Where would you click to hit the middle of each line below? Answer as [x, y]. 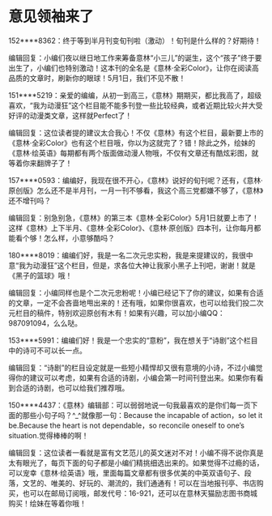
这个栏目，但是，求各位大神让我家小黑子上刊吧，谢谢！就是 [157, 265]
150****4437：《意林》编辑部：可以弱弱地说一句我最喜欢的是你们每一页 [130, 405]
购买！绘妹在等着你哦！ [47, 503]
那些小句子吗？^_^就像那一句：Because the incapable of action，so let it [142, 415]
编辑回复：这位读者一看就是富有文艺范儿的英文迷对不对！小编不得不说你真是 [136, 452]
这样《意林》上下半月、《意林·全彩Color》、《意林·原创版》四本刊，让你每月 [131, 228]
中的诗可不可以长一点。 [47, 350]
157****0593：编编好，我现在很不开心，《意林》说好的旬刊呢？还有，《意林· [136, 180]
